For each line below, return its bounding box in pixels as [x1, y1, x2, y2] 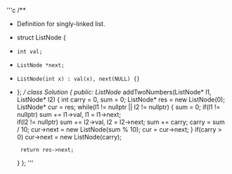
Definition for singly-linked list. [16, 20, 105, 27]
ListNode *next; [16, 62, 65, 69]
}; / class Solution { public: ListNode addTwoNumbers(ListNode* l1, [16, 88, 212, 96]
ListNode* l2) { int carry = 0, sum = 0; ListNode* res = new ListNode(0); [16, 95, 226, 104]
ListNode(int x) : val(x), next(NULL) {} [16, 75, 140, 82]
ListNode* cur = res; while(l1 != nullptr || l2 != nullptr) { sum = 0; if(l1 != [16, 103, 221, 111]
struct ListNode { [16, 33, 66, 42]
